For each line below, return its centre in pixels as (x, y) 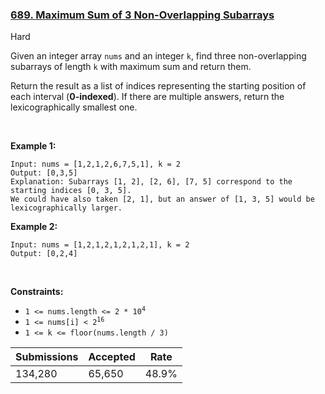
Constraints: (37, 292)
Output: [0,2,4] (44, 254)
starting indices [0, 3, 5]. (71, 191)
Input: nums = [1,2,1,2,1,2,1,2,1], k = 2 (100, 245)
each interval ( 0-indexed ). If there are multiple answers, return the (147, 97)
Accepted (112, 357)
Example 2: (34, 227)
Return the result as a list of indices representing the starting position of (158, 86)
